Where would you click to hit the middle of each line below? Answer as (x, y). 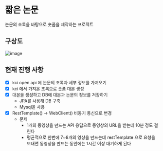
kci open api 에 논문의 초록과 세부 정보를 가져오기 (59, 82)
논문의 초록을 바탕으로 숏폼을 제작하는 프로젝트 (49, 24)
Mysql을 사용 (32, 107)
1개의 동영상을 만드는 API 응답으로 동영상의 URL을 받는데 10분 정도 (90, 125)
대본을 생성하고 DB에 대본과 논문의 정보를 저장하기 (60, 94)
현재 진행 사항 (24, 70)
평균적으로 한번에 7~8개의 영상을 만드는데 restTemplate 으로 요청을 (91, 137)
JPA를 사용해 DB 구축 (40, 101)
